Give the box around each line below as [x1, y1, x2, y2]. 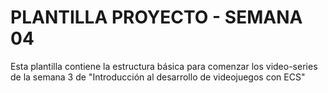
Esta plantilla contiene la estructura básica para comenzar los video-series [10, 60, 318, 72]
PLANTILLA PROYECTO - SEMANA [10, 6, 303, 29]
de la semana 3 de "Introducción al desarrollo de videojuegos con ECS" [10, 71, 306, 83]
